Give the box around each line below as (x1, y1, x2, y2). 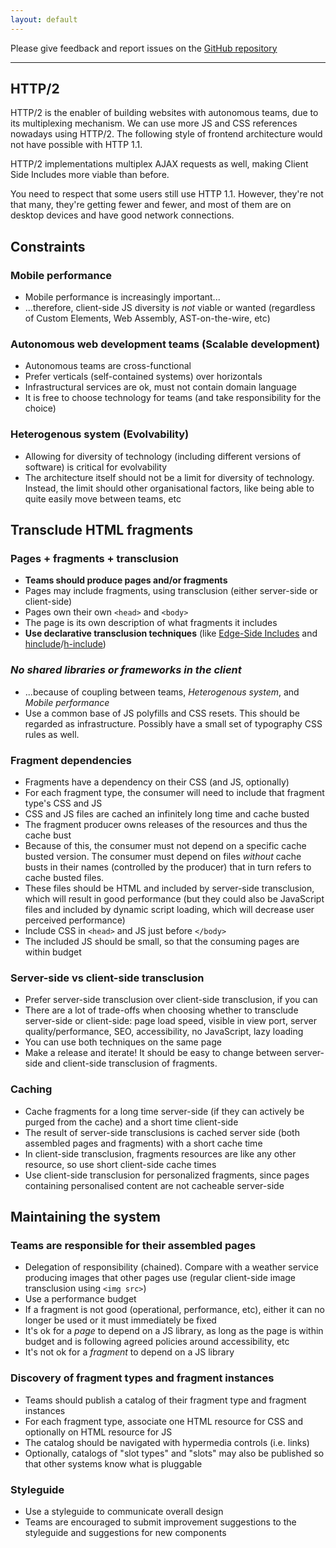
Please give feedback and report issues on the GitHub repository (10, 42, 278, 54)
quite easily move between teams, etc (24, 492, 182, 505)
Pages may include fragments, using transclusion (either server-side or (24, 585, 318, 597)
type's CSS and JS (24, 797, 103, 809)
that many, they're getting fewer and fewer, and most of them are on (10, 199, 292, 211)
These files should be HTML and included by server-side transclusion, (24, 882, 315, 894)
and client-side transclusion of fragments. (44, 1057, 218, 1070)
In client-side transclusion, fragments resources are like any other (24, 1147, 297, 1160)
